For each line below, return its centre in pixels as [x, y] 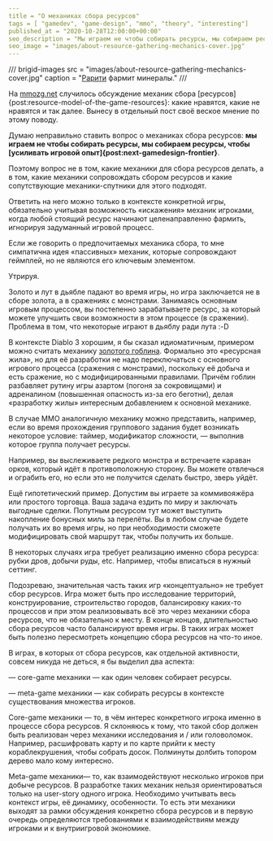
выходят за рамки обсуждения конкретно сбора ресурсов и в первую [131, 811]
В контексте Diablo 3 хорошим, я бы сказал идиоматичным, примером [131, 342]
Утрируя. [24, 277]
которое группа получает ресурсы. [70, 445]
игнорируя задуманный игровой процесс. [81, 228]
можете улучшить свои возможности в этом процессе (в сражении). [129, 318]
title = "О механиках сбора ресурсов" [74, 16]
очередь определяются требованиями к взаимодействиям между [124, 820]
